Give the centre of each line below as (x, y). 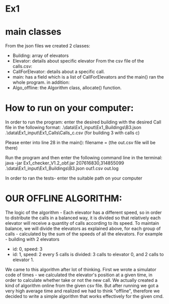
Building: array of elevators (41, 55)
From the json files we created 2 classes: (48, 46)
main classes (33, 32)
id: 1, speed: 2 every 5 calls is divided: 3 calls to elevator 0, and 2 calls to (88, 254)
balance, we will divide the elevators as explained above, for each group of (83, 228)
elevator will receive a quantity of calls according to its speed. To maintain (82, 223)
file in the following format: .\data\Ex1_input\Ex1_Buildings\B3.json (73, 128)
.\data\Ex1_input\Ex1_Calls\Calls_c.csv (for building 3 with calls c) (72, 133)
